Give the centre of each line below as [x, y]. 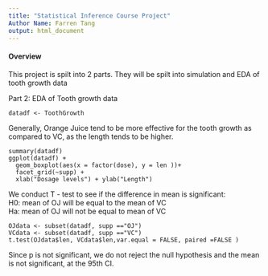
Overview [25, 56]
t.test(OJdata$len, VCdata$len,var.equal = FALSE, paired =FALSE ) [124, 240]
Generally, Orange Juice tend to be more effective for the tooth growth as [130, 128]
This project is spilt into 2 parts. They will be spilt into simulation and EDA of [134, 74]
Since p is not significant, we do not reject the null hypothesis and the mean [134, 254]
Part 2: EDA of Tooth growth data [63, 98]
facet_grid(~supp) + [50, 172]
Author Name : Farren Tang [52, 23]
